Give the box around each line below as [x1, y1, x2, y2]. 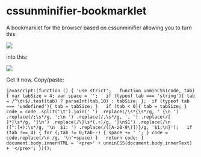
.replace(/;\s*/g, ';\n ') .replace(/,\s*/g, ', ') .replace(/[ [6, 114, 171, 120]
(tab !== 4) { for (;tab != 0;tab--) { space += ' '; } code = [6, 129, 169, 135]
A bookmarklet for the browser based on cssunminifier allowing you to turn [6, 24, 193, 31]
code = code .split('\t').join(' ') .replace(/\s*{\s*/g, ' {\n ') [6, 108, 179, 114]
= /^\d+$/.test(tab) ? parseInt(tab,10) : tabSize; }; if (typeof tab [6, 98, 190, 104]
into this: [6, 53, 28, 61]
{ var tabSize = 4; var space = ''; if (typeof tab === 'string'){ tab [6, 93, 196, 99]
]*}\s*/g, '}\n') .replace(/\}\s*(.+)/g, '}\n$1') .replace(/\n [6, 119, 171, 125]
